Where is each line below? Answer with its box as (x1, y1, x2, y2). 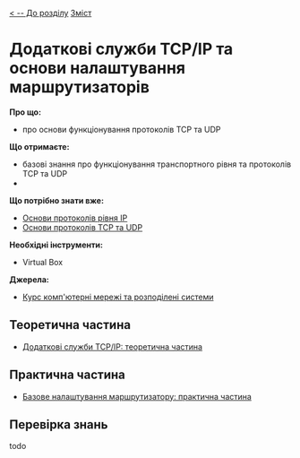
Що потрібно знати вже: (9, 194, 105, 205)
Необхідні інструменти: (9, 239, 103, 250)
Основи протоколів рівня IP (21, 212, 128, 223)
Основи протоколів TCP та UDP (21, 221, 143, 232)
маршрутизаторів (9, 77, 150, 98)
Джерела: (9, 273, 49, 285)
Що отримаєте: (9, 141, 70, 151)
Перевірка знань (9, 417, 108, 432)
